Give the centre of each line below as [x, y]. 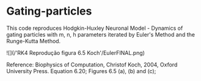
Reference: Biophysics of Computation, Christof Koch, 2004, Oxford [92, 65]
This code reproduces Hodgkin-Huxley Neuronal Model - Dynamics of [95, 28]
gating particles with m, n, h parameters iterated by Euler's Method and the [101, 34]
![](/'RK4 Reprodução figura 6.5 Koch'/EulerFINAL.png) [76, 52]
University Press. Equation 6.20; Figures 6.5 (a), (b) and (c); [81, 71]
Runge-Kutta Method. [34, 41]
